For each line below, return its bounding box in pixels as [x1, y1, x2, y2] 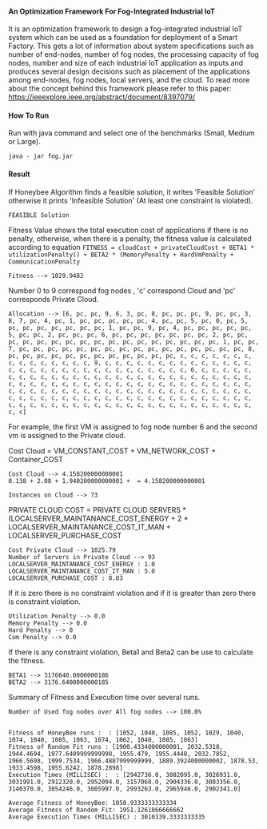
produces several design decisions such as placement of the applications [8, 66, 250, 76]
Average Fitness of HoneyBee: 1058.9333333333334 [8, 799, 177, 807]
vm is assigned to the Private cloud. [8, 430, 126, 440]
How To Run [8, 111, 50, 120]
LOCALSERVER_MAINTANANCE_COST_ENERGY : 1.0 [8, 560, 156, 568]
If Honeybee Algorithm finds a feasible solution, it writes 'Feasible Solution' [8, 187, 256, 196]
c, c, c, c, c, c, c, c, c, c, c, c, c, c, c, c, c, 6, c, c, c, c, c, [8, 365, 252, 374]
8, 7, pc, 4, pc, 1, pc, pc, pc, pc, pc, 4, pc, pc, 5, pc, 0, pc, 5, [8, 316, 249, 324]
